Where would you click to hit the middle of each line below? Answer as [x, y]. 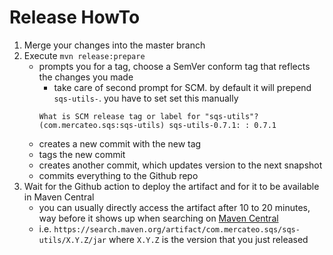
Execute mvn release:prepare [84, 55]
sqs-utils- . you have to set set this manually [146, 98]
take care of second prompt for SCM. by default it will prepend [182, 87]
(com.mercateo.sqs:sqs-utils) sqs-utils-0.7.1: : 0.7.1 [157, 125]
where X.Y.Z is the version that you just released [208, 239]
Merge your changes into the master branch [114, 45]
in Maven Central [59, 197]
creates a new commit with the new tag [120, 143]
